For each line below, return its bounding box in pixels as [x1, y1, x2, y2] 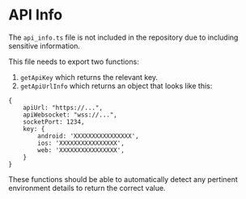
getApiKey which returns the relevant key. [19, 72, 159, 82]
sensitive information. [8, 40, 81, 50]
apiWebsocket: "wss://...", [23, 111, 117, 119]
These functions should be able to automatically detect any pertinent [8, 174, 239, 184]
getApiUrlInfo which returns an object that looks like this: [19, 81, 213, 91]
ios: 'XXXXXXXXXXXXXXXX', [37, 139, 125, 147]
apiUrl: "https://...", [23, 104, 104, 112]
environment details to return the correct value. [8, 183, 166, 193]
